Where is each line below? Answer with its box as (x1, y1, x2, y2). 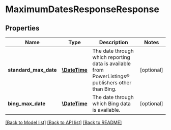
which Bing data (92, 100, 131, 107)
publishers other (92, 79, 132, 86)
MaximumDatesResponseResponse (5, 4, 159, 15)
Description (99, 39, 128, 46)
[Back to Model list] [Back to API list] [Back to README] (5, 119, 122, 125)
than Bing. (92, 85, 117, 92)
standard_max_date (8, 67, 57, 73)
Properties (5, 24, 40, 32)
